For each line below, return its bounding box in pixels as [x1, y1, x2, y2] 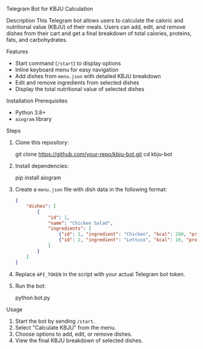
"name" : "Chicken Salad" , [47, 220, 113, 226]
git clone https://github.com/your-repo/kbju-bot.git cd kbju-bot [15, 151, 173, 158]
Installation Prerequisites [6, 97, 68, 104]
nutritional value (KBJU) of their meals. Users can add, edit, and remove [6, 24, 186, 30]
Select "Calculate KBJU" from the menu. [15, 324, 116, 331]
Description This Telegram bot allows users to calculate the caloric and [6, 17, 184, 24]
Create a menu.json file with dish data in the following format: [15, 186, 167, 193]
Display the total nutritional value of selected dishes [15, 85, 144, 93]
